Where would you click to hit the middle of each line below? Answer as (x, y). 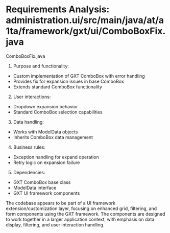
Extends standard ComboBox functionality (58, 87)
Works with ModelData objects (45, 132)
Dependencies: (29, 172)
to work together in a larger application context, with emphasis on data (80, 219)
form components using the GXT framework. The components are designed (86, 214)
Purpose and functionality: (41, 66)
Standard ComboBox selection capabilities (58, 112)
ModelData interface (35, 188)
